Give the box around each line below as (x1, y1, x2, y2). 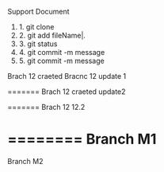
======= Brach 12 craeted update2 (7, 87, 126, 96)
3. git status (18, 39, 58, 49)
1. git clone (18, 22, 55, 31)
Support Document (7, 7, 70, 16)
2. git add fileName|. (18, 31, 86, 40)
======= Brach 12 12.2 (7, 103, 86, 111)
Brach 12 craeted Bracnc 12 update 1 (7, 72, 127, 80)
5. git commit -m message (18, 56, 105, 65)
